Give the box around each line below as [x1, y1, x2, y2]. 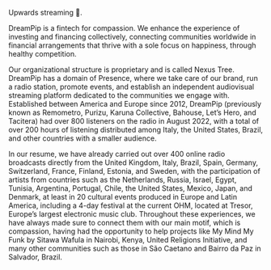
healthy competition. [8, 49, 77, 58]
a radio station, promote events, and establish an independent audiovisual [8, 82, 255, 91]
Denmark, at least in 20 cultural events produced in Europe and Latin [8, 192, 238, 201]
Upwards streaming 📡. [8, 8, 83, 17]
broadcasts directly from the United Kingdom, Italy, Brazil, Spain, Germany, [8, 158, 259, 167]
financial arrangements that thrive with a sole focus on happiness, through [8, 40, 256, 50]
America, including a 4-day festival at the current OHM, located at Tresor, [8, 200, 253, 210]
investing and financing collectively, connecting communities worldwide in [8, 32, 256, 41]
